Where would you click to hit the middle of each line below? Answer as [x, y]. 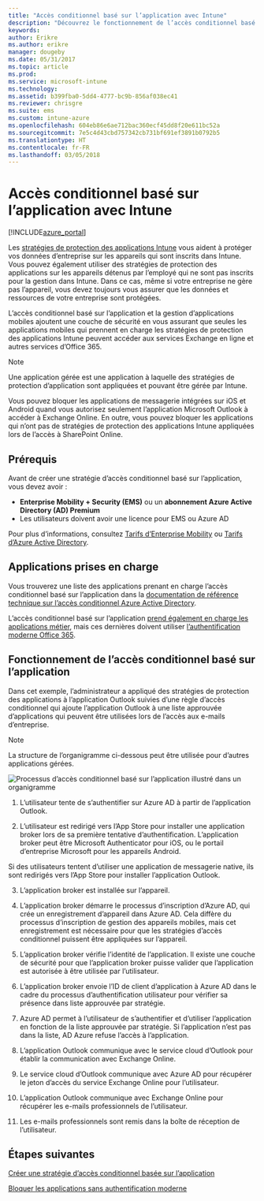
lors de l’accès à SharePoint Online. [66, 435]
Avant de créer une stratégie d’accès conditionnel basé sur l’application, [125, 478]
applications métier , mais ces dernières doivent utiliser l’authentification [125, 626]
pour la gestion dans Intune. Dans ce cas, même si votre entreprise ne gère [130, 282]
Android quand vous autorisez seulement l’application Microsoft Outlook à [128, 409]
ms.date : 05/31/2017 [42, 60]
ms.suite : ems [32, 111]
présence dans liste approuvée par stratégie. [92, 1003]
